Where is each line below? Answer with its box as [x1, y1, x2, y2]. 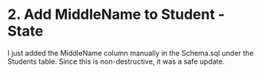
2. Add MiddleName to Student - [7, 6, 225, 24]
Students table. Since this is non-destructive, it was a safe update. [7, 57, 225, 66]
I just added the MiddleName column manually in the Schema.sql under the [7, 48, 254, 57]
